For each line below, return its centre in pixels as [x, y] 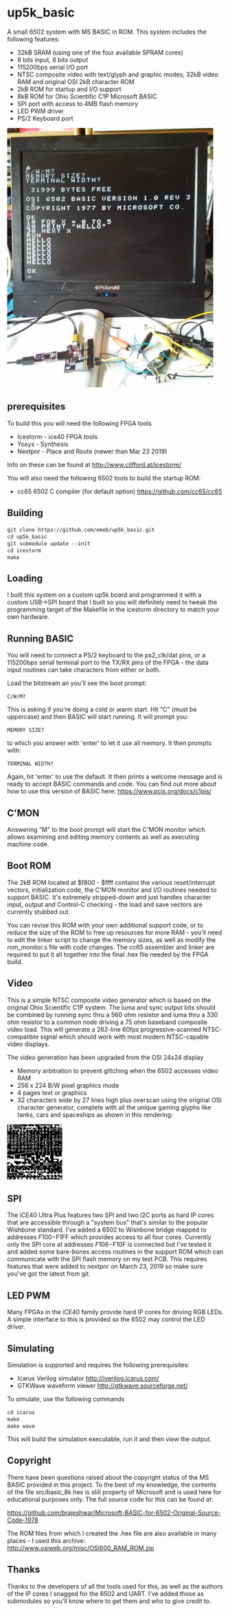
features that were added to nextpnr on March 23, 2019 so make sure [105, 1267]
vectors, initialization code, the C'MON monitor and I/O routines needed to [112, 890]
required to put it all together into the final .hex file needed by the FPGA [108, 954]
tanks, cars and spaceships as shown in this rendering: [95, 1114]
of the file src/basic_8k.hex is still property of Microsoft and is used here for [114, 1492]
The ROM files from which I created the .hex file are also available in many [112, 1533]
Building [25, 513]
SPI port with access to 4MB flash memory [78, 103]
